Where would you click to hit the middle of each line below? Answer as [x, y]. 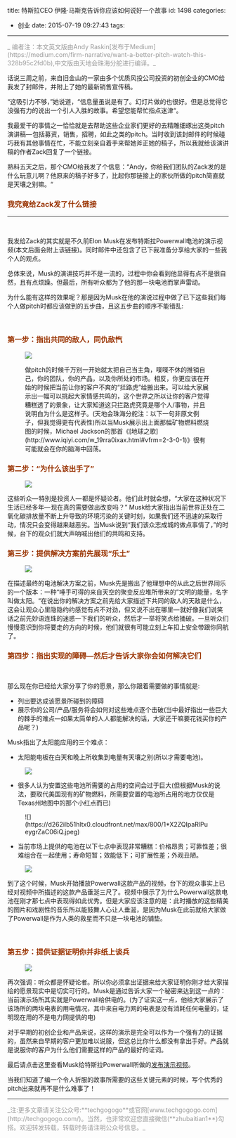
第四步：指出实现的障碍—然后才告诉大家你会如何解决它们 [104, 656]
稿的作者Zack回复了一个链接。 [52, 152]
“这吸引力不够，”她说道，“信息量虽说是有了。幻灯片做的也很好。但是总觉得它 [118, 102]
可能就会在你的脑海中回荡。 [65, 448]
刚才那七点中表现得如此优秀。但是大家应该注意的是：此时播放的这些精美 [124, 901]
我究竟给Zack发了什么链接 [52, 204]
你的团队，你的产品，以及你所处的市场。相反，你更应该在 [120, 378]
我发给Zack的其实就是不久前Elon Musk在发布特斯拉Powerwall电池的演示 [112, 241]
